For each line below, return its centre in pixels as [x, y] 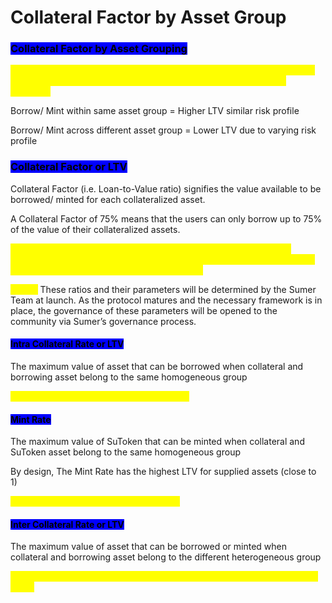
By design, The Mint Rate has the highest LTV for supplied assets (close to [163, 472]
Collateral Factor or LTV [69, 167]
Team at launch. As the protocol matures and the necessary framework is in [166, 300]
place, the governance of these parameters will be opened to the [144, 310]
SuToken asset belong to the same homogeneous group [125, 452]
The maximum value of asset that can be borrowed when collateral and [157, 366]
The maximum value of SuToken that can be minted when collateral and [157, 442]
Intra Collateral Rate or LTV [67, 344]
